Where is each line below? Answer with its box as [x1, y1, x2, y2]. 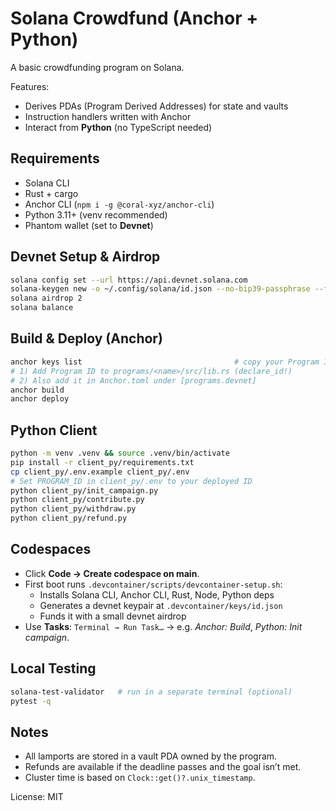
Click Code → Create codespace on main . [24, 567, 200, 579]
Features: [10, 80, 50, 92]
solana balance [10, 303, 74, 313]
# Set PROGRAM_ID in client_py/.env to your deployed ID [10, 476, 253, 486]
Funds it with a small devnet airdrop [39, 610, 187, 622]
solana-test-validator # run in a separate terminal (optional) [10, 687, 293, 697]
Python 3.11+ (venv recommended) [24, 208, 168, 221]
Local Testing [10, 660, 97, 677]
